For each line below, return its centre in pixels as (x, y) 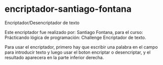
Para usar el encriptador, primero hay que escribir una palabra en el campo (81, 47)
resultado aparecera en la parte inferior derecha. (54, 57)
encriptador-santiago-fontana (68, 9)
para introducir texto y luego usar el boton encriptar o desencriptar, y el (78, 52)
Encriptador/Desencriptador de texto (42, 23)
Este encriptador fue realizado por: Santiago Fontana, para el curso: (74, 32)
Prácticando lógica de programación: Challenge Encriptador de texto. (76, 37)
